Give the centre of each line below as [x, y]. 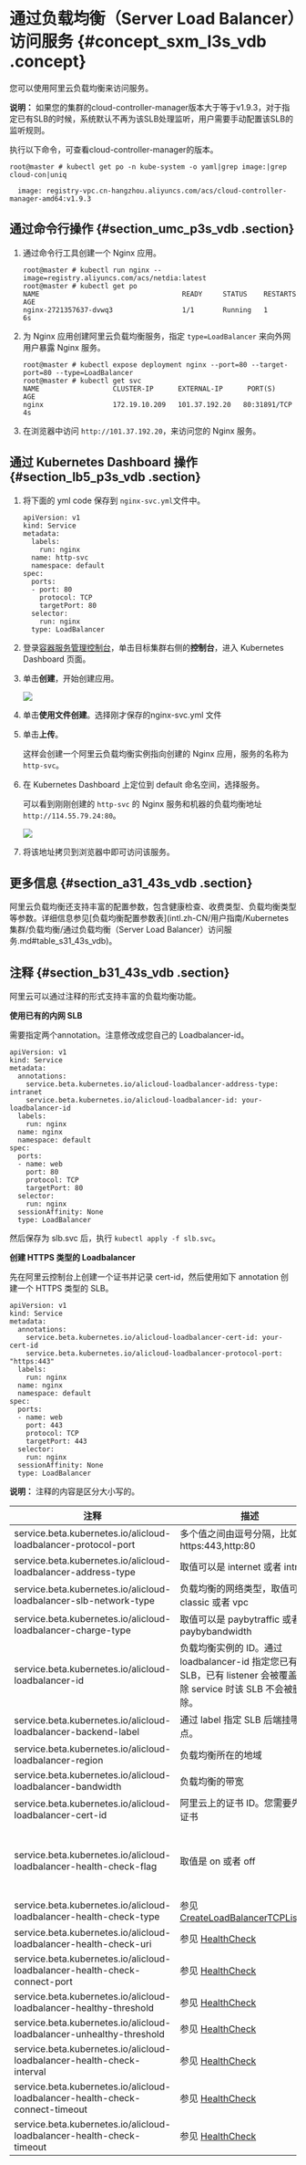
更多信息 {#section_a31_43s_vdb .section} [131, 883]
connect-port [43, 1982]
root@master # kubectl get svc [82, 381]
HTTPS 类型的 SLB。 [74, 1289]
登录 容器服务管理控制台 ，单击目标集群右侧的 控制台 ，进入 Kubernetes [153, 647]
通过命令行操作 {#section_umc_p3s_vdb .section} [152, 229]
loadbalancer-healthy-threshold [84, 2008]
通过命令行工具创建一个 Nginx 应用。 [92, 253]
